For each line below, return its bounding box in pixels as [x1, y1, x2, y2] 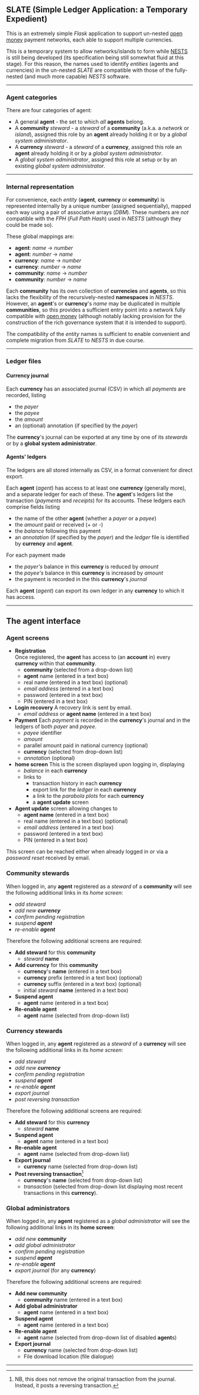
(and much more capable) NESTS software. [24, 72, 130, 80]
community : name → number [14, 270, 88, 277]
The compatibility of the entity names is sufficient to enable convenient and [6, 331, 191, 338]
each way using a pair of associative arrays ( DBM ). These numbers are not [6, 209, 189, 216]
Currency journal [6, 372, 49, 379]
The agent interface [6, 616, 81, 626]
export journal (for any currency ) [14, 1267, 96, 1274]
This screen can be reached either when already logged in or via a [6, 848, 168, 855]
